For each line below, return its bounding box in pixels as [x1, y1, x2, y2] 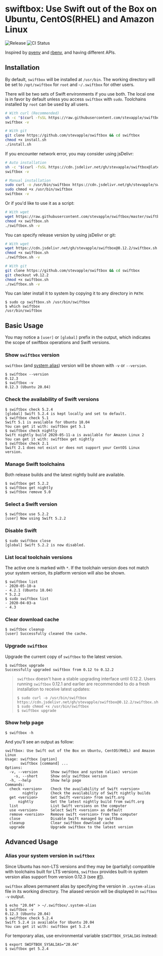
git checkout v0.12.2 [5, 273, 49, 278]
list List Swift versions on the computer [9, 803, 127, 808]
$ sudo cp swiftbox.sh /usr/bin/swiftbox [5, 300, 90, 305]
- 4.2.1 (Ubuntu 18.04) [5, 588, 53, 593]
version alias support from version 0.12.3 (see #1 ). [5, 874, 104, 879]
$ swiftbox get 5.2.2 [5, 481, 49, 486]
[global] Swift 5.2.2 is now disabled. [5, 543, 86, 547]
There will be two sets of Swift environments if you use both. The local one [5, 91, 155, 97]
